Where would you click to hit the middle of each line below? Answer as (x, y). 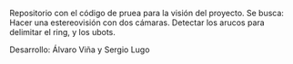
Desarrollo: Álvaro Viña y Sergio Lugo (80, 50)
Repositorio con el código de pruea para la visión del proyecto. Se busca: (147, 13)
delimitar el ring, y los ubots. (63, 32)
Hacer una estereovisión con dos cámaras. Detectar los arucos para (137, 23)
